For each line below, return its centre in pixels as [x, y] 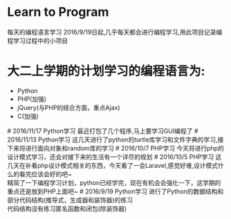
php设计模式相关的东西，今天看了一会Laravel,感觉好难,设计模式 [128, 165]
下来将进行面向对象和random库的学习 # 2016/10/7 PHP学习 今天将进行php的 [116, 148]
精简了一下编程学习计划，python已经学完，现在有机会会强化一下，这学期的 [114, 182]
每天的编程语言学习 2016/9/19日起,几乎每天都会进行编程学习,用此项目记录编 [115, 32]
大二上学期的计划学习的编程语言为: [106, 72]
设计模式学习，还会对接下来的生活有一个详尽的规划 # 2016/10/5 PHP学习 [111, 157]
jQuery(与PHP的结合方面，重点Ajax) [68, 107]
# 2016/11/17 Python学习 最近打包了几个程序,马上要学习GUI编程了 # [103, 131]
